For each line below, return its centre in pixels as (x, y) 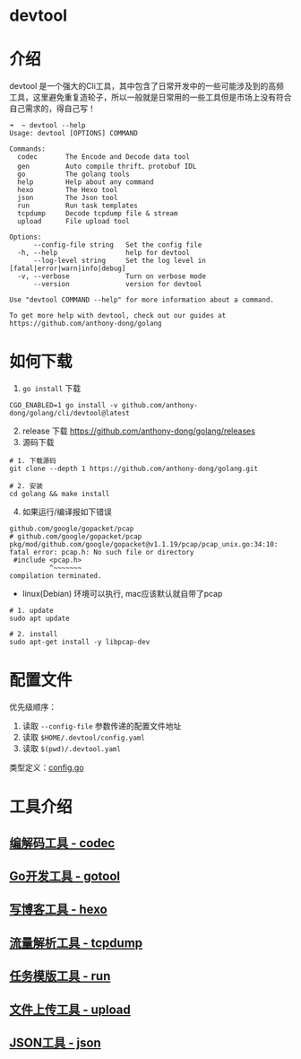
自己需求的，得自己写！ (52, 109)
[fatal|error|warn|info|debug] (68, 269)
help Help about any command (86, 182)
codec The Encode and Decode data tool (104, 157)
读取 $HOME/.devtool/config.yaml (83, 737)
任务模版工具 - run (60, 976)
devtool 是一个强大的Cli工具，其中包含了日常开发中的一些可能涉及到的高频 (147, 86)
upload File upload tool (73, 222)
